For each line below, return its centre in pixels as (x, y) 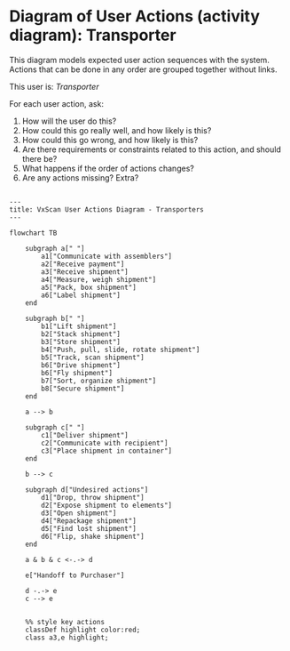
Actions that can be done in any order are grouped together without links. (143, 69)
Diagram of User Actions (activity (134, 16)
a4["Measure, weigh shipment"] (99, 279)
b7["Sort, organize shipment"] (99, 381)
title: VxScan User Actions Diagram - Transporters (106, 209)
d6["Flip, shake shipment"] (93, 536)
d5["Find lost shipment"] (89, 528)
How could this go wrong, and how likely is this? (110, 140)
